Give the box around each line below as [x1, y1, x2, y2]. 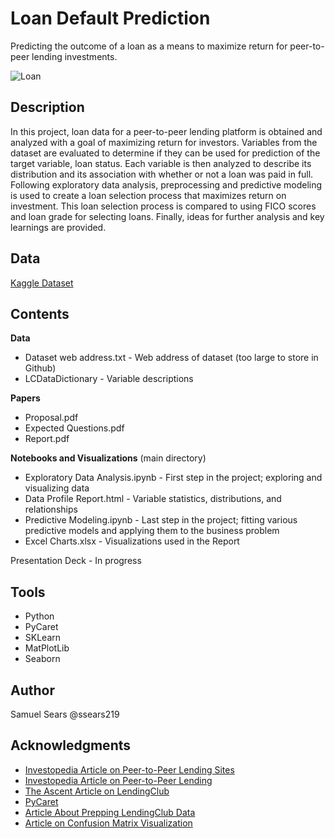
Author [10, 682, 55, 699]
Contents [10, 305, 70, 322]
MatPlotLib [24, 642, 70, 654]
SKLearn [24, 632, 62, 644]
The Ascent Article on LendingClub [24, 785, 170, 797]
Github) [24, 362, 57, 374]
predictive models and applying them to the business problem [24, 525, 280, 537]
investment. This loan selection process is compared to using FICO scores [10, 200, 317, 212]
